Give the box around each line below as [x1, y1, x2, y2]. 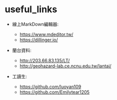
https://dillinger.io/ [19, 37, 58, 43]
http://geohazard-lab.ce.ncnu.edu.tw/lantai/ [19, 63, 112, 69]
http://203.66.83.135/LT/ [19, 57, 70, 63]
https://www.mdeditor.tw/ [19, 31, 74, 37]
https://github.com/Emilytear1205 [19, 89, 90, 95]
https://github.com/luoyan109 [19, 83, 82, 90]
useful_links [5, 4, 58, 15]
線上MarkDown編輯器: [12, 21, 59, 27]
